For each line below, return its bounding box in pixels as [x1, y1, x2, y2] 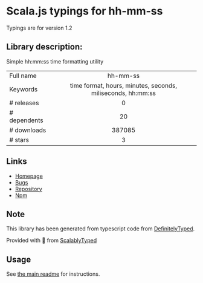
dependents [9, 116, 43, 125]
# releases [9, 99, 39, 107]
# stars [9, 135, 29, 144]
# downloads [9, 126, 47, 134]
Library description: [6, 42, 83, 52]
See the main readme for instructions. [6, 270, 100, 278]
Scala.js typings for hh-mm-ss [6, 4, 163, 18]
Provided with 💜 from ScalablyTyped [6, 237, 97, 244]
